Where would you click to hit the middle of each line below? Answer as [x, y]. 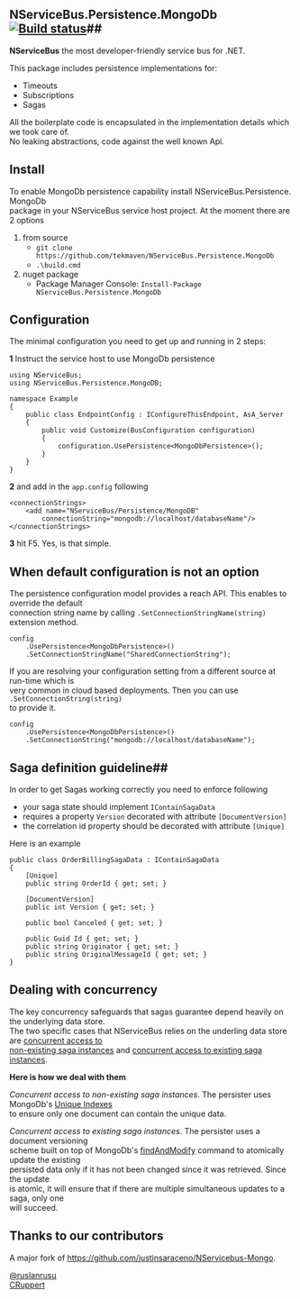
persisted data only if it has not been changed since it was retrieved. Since [148, 1169]
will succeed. [34, 1207]
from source [45, 237]
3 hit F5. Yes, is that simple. [60, 543]
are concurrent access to [56, 1040]
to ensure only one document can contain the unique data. [118, 1113]
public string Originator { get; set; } [102, 947]
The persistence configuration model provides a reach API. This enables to [148, 594]
